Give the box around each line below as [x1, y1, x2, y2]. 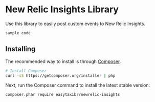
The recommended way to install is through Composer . [5, 58, 121, 65]
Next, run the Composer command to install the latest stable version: [5, 82, 150, 88]
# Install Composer [5, 68, 47, 73]
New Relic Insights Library [5, 4, 119, 15]
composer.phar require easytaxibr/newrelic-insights [5, 92, 120, 97]
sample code [5, 30, 31, 35]
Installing [5, 45, 36, 53]
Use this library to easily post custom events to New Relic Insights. [5, 21, 146, 27]
